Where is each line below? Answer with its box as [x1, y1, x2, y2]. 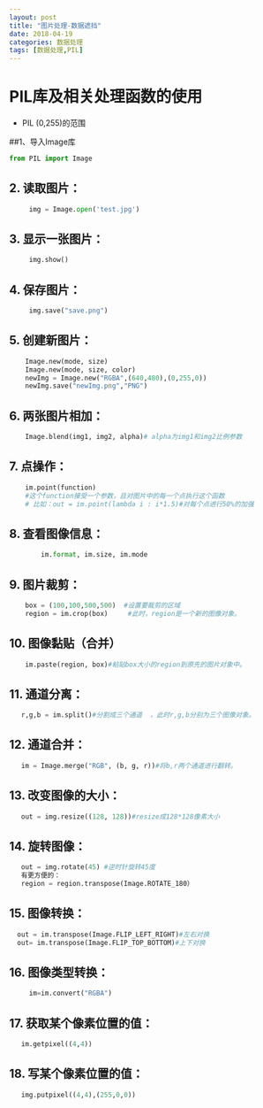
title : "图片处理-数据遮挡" [9, 21, 101, 30]
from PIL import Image [9, 154, 93, 164]
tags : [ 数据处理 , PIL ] [9, 46, 84, 55]
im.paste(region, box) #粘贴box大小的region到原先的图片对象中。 [25, 660, 246, 669]
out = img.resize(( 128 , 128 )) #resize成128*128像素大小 [20, 812, 221, 821]
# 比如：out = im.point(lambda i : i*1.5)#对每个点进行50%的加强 [25, 499, 254, 509]
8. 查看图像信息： [9, 526, 104, 541]
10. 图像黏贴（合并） [9, 636, 121, 651]
